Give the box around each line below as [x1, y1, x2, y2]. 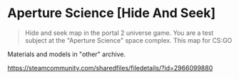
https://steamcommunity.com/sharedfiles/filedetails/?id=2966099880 [7, 63, 213, 72]
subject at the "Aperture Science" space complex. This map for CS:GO [24, 36, 233, 44]
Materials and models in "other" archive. [7, 50, 126, 58]
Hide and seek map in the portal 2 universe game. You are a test [24, 28, 214, 37]
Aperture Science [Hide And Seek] [7, 5, 216, 21]
